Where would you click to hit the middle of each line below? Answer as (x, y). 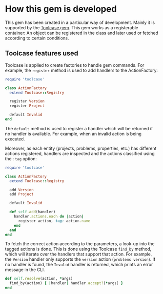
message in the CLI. (25, 270)
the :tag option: (21, 158)
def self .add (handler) (32, 212)
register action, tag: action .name (54, 221)
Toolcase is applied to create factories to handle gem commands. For (75, 65)
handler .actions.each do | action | (49, 216)
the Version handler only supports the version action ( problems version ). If (80, 259)
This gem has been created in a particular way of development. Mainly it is (80, 22)
